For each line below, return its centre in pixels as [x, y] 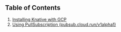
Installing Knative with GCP [39, 19]
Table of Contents [33, 8]
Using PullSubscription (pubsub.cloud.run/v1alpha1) [64, 24]
